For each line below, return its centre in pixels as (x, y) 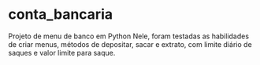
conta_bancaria (60, 14)
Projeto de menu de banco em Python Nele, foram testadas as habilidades (129, 36)
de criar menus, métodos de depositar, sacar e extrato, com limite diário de (130, 44)
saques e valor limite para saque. (62, 52)
